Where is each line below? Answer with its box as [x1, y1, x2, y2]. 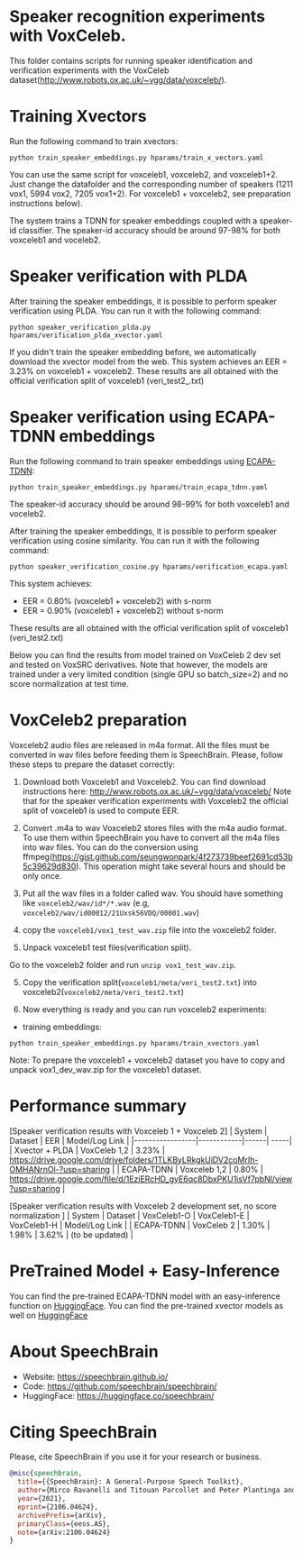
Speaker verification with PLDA [9, 266, 248, 287]
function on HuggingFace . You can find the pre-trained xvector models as [9, 1300, 284, 1311]
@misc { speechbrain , [9, 1469, 83, 1478]
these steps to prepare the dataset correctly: [9, 759, 176, 770]
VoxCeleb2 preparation [9, 709, 188, 730]
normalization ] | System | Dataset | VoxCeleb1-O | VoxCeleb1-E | [9, 1210, 250, 1220]
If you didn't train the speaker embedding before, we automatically [9, 346, 257, 357]
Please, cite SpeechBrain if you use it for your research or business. [9, 1451, 262, 1462]
